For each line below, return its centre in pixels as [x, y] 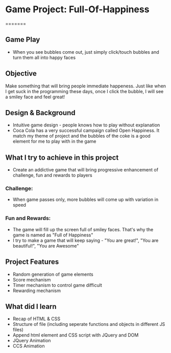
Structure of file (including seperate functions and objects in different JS [89, 324]
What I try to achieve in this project [62, 157]
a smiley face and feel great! [35, 97]
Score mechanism [32, 279]
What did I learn [31, 306]
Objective [21, 73]
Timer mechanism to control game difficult [57, 285]
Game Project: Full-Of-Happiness [77, 9]
